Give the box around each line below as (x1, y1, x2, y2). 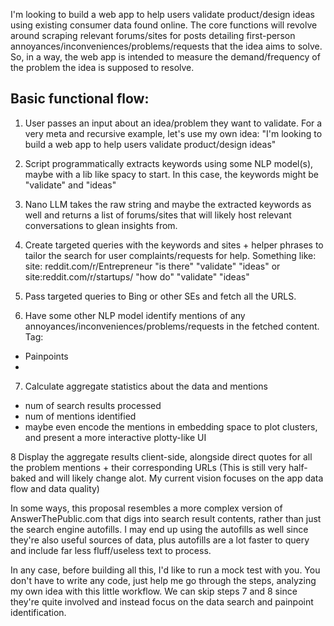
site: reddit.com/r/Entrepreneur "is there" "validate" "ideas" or (24, 260, 281, 272)
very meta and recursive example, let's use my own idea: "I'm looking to (24, 127, 323, 139)
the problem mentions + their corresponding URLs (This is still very (10, 461, 287, 473)
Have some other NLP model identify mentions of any (24, 309, 246, 321)
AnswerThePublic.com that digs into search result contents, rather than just (10, 512, 322, 524)
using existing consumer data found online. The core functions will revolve (10, 19, 318, 31)
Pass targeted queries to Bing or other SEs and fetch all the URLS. (24, 290, 297, 302)
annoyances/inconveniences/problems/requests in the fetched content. (24, 320, 320, 332)
